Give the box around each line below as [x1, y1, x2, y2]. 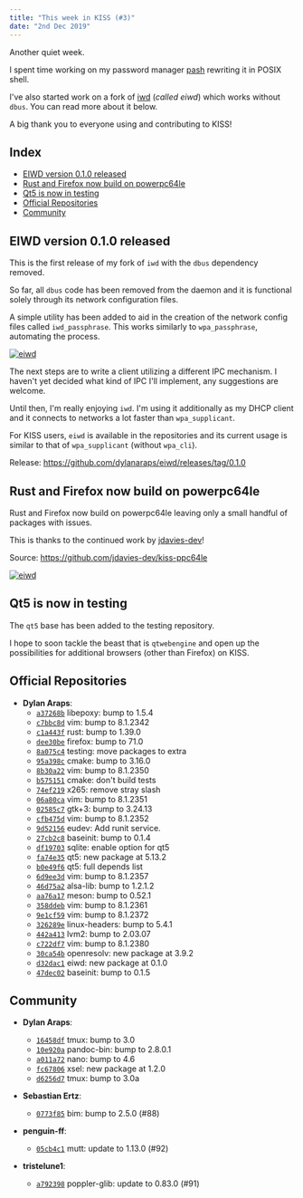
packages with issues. [9, 517, 92, 528]
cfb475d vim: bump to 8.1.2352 [35, 812, 149, 824]
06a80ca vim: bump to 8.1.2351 [35, 793, 147, 804]
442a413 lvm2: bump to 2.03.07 [35, 928, 151, 939]
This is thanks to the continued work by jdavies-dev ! [9, 534, 205, 545]
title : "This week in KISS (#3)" [9, 13, 136, 23]
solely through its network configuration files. [9, 294, 179, 305]
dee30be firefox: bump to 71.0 [35, 735, 144, 747]
